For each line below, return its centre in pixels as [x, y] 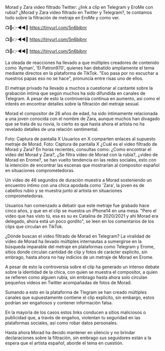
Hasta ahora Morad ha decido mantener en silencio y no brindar [70, 332]
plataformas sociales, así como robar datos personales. [62, 323]
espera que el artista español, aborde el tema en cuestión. [64, 343]
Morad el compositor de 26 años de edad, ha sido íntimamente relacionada [82, 113]
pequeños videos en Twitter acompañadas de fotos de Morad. [68, 283]
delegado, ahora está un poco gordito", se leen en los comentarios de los [80, 221]
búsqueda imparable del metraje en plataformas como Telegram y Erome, [80, 247]
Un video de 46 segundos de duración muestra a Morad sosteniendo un [79, 180]
